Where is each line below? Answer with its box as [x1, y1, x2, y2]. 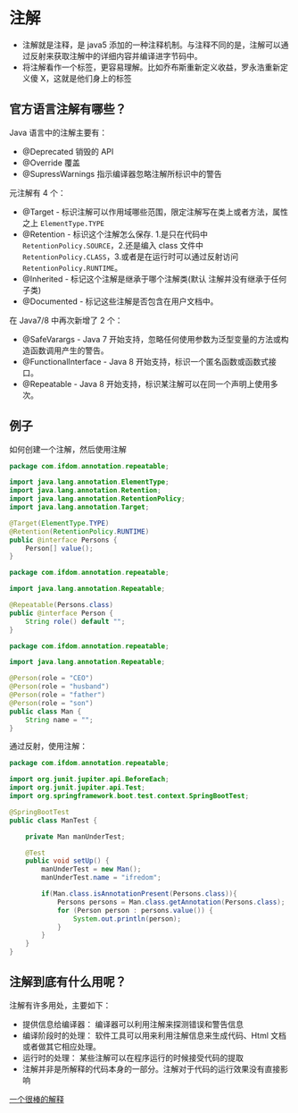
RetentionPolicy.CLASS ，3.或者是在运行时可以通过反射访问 [21, 251, 239, 262]
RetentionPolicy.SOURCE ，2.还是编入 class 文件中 [21, 240, 203, 250]
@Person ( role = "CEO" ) [9, 674, 94, 683]
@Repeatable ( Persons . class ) [9, 601, 114, 610]
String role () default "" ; [25, 617, 126, 626]
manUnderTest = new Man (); [41, 864, 142, 874]
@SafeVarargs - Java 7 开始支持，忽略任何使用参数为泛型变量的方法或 [21, 333, 281, 344]
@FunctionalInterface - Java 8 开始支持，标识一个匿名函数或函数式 [21, 356, 269, 367]
